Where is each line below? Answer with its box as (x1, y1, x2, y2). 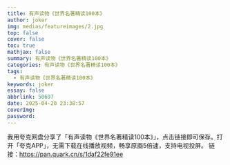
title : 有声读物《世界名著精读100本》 (7, 10, 106, 17)
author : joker (7, 17, 48, 23)
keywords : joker (7, 81, 54, 88)
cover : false (7, 36, 45, 43)
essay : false (7, 87, 45, 94)
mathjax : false (7, 49, 51, 56)
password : (7, 113, 36, 119)
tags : (7, 68, 23, 75)
